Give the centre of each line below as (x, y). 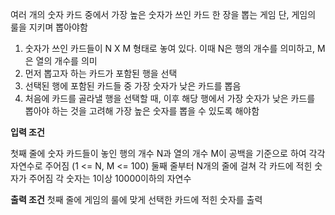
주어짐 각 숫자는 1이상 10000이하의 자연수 (110, 178)
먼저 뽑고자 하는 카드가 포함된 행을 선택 (101, 73)
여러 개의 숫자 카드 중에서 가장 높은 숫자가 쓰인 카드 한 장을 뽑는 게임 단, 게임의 (163, 14)
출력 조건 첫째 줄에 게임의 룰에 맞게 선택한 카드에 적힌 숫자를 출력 (136, 199)
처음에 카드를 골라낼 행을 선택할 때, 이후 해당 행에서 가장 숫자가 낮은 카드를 (170, 98)
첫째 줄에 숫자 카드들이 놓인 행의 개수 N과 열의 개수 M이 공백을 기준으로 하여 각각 (168, 153)
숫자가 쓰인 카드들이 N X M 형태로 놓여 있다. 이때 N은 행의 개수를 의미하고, (169, 48)
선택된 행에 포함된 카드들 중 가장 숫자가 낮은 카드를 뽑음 (133, 86)
